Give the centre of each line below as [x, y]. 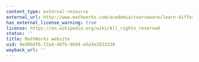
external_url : [24, 17]
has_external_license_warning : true [51, 22]
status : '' [20, 34]
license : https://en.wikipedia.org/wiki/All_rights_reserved [83, 28]
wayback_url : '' [26, 50]
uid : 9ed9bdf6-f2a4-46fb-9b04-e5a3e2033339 [61, 45]
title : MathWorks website [38, 39]
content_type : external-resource [47, 12]
